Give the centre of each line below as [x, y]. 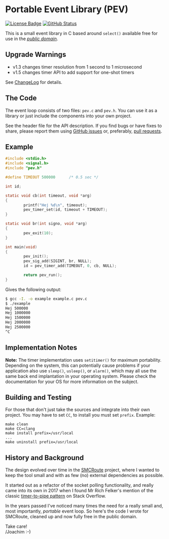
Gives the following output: [33, 289]
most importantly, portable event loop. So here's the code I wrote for [77, 511]
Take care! [16, 526]
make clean [17, 424]
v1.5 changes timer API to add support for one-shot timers [73, 72]
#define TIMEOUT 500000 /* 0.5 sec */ [52, 177]
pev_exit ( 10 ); [38, 233]
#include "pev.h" [24, 168]
